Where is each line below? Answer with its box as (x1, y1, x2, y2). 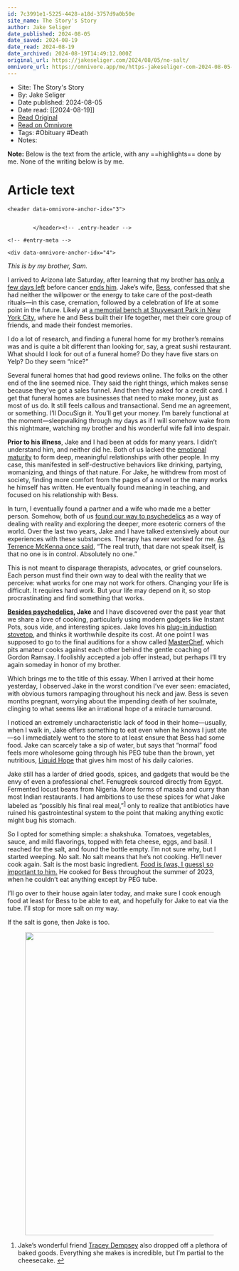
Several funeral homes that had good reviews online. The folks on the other (7, 371, 228, 379)
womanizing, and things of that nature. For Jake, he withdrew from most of (7, 467, 226, 477)
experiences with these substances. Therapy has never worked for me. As (7, 534, 225, 543)
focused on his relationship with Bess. (7, 490, 119, 499)
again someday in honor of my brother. (7, 660, 122, 669)
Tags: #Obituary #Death (17, 128, 89, 137)
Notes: (17, 136, 38, 144)
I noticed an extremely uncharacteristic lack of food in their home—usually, (7, 718, 228, 726)
